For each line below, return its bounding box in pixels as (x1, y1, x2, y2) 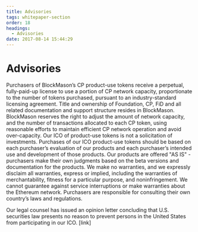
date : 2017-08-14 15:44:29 (6, 36, 73, 42)
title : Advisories (6, 8, 52, 15)
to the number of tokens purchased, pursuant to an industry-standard (6, 94, 177, 101)
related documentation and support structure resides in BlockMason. (6, 106, 175, 113)
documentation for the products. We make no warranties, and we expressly (6, 163, 191, 170)
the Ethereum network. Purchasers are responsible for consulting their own (6, 188, 190, 196)
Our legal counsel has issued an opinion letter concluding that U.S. (6, 206, 169, 214)
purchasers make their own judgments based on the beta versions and (6, 157, 180, 164)
